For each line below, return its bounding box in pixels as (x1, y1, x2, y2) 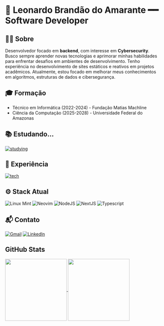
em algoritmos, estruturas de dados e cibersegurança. (5, 74, 116, 80)
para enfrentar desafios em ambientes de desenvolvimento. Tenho (5, 58, 140, 64)
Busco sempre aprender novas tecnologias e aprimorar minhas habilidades (5, 53, 158, 59)
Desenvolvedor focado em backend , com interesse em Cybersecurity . (5, 48, 150, 53)
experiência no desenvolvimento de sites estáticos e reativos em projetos (5, 64, 154, 69)
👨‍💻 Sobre (5, 35, 34, 43)
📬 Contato (5, 215, 40, 224)
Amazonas (12, 115, 34, 121)
